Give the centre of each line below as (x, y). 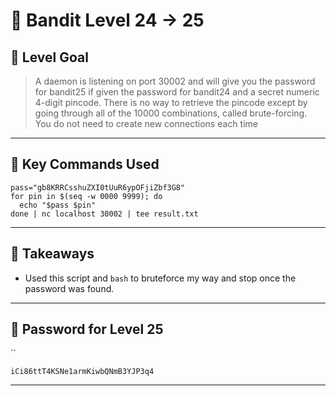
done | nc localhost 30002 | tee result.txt (104, 214)
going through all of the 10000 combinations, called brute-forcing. (171, 113)
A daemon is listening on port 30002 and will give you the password (175, 81)
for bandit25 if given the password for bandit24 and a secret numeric (177, 92)
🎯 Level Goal (49, 57)
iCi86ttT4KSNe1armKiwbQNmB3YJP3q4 (82, 372)
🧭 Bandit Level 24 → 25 (107, 20)
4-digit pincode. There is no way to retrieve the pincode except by (171, 102)
